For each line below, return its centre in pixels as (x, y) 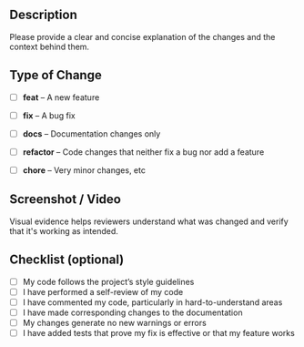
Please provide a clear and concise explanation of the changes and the (142, 36)
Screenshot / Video (65, 199)
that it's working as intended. (64, 230)
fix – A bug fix (49, 115)
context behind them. (49, 46)
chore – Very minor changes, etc (84, 170)
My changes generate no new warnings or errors (114, 322)
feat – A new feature (61, 97)
